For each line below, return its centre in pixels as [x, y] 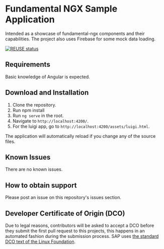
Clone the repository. [34, 105]
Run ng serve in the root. [38, 115]
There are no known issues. [34, 169]
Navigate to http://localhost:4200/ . [51, 121]
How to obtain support [41, 185]
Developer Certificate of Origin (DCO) [65, 213]
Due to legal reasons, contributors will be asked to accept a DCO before [80, 226]
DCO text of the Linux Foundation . [40, 241]
